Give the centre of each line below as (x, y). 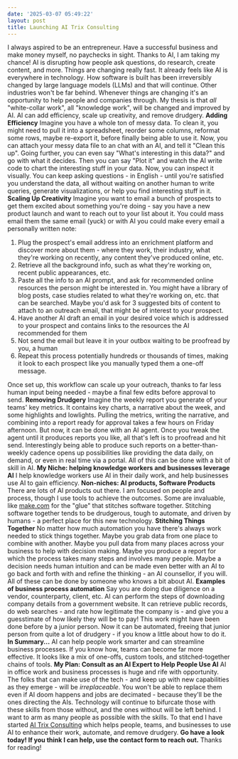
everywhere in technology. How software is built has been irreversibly (109, 78)
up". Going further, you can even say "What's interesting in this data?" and (116, 153)
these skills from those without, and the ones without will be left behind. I (114, 710)
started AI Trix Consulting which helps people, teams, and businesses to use (119, 725)
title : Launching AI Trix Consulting (63, 27)
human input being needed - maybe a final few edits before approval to (112, 393)
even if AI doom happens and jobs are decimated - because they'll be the (115, 695)
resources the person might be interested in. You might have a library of (123, 288)
